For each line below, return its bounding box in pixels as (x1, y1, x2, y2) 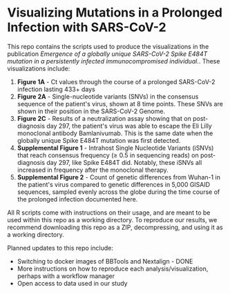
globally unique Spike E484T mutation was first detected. (17, 136, 181, 144)
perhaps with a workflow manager (17, 271, 115, 280)
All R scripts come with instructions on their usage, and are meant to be (7, 208, 211, 217)
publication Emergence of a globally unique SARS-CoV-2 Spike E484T (7, 50, 208, 58)
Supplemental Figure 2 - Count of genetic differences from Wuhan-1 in (17, 173, 221, 181)
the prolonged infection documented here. (17, 195, 138, 203)
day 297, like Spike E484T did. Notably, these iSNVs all (46, 158, 202, 166)
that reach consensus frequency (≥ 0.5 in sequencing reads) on (17, 150, 199, 159)
